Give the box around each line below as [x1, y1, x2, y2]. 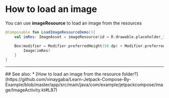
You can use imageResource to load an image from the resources [5, 20, 142, 26]
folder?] [122, 71, 138, 77]
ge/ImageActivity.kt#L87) [5, 87, 58, 93]
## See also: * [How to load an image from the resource [5, 71, 121, 77]
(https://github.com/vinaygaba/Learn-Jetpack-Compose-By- [5, 76, 132, 82]
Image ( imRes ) [23, 48, 51, 53]
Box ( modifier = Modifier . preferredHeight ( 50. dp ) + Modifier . [14, 43, 145, 48]
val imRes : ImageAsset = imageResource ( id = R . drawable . [14, 34, 136, 39]
